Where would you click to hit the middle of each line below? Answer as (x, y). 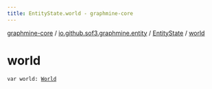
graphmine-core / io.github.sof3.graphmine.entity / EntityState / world (106, 33)
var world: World (32, 79)
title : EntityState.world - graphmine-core (70, 13)
